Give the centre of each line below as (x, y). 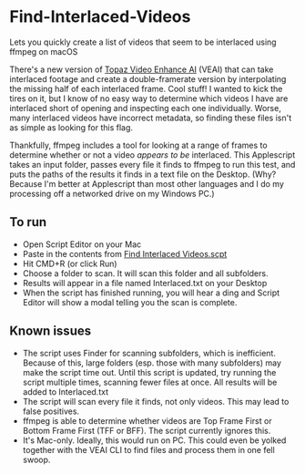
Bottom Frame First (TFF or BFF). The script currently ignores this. (147, 430)
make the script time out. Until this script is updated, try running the (149, 372)
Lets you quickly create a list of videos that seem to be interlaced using (143, 42)
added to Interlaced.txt (66, 392)
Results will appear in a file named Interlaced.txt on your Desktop (145, 283)
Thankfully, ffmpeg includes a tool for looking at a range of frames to (138, 145)
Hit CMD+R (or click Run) (70, 263)
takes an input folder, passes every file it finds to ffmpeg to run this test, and (152, 164)
